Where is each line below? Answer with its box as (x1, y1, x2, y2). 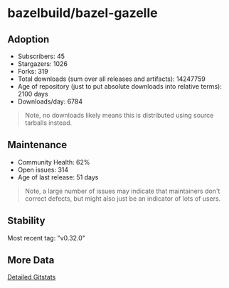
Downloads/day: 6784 (17, 97, 83, 106)
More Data (7, 254, 55, 267)
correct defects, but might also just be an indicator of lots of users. (24, 194, 221, 203)
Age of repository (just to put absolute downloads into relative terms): (17, 82, 222, 90)
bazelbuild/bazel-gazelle (7, 5, 158, 21)
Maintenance (7, 139, 68, 151)
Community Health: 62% (17, 157, 90, 166)
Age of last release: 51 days (17, 172, 99, 182)
